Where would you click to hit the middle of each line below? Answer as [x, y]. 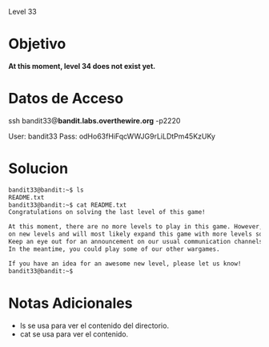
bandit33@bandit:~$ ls [46, 190]
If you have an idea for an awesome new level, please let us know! [125, 264]
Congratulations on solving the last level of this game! [107, 212]
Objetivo [37, 44]
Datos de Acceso [66, 99]
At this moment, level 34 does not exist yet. [82, 66]
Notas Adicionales [70, 303]
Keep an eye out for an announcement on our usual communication [119, 242]
